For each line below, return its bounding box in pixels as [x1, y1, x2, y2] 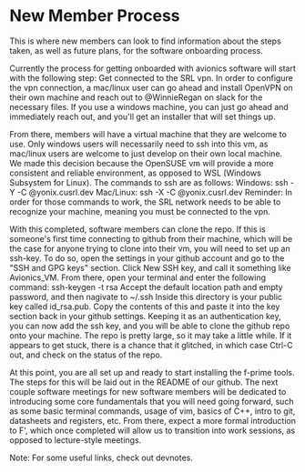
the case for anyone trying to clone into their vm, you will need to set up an [9, 243, 290, 254]
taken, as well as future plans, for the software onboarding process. [9, 45, 264, 55]
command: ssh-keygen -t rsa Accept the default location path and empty [9, 281, 284, 292]
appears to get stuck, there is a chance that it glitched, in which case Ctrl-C [9, 339, 293, 350]
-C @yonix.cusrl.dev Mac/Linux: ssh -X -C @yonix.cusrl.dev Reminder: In [16, 186, 293, 197]
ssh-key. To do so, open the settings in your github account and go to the [9, 252, 285, 264]
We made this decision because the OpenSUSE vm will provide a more [9, 157, 274, 168]
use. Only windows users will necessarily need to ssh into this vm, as [9, 138, 269, 149]
